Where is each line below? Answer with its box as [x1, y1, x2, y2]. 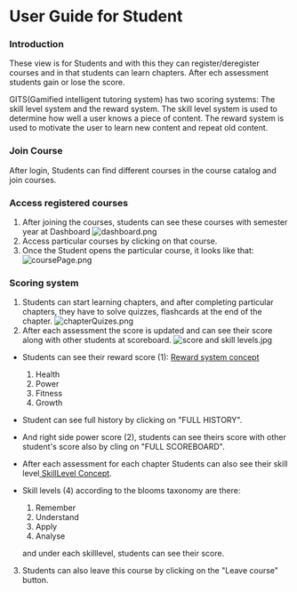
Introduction [9, 38, 64, 51]
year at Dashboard [21, 227, 91, 237]
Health [35, 369, 60, 380]
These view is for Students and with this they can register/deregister [9, 58, 261, 68]
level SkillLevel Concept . [21, 468, 113, 479]
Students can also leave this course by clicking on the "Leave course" [21, 565, 278, 576]
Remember [35, 502, 76, 513]
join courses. [9, 174, 57, 185]
